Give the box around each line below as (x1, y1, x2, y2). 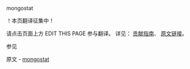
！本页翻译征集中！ (6, 17, 55, 24)
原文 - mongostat (6, 56, 50, 62)
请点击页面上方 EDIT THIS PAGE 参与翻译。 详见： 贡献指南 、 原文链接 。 (6, 30, 188, 37)
